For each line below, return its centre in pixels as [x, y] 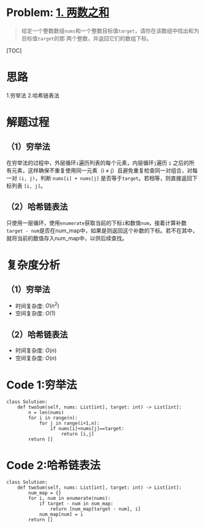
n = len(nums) [46, 413]
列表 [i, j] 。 [28, 186]
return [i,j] [78, 434]
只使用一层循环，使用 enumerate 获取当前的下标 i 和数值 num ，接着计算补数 [97, 223]
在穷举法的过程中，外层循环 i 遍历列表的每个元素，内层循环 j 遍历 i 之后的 [98, 162]
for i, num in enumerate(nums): [70, 499]
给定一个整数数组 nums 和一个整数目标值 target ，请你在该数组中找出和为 [110, 31]
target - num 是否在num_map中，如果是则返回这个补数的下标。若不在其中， [102, 230]
